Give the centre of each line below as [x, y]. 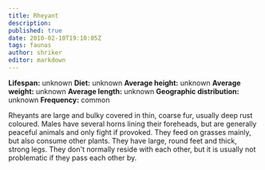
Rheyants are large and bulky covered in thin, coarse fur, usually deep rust [131, 115]
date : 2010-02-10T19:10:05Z [55, 38]
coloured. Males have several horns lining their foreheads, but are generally [132, 124]
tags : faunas [30, 45]
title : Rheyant [34, 16]
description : [30, 23]
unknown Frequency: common [59, 100]
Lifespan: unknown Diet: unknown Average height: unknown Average [125, 83]
